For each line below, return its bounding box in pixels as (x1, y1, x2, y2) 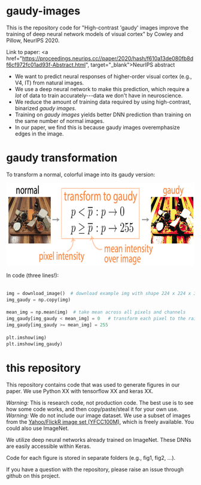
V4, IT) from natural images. (14, 79, 84, 86)
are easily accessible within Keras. (6, 442, 92, 450)
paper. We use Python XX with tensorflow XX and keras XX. (6, 387, 154, 394)
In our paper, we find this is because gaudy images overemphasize (14, 123, 181, 131)
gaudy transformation (6, 151, 118, 165)
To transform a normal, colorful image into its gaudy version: (6, 171, 156, 178)
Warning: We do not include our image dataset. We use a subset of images (6, 412, 191, 419)
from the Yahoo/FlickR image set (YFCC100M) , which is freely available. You (6, 418, 194, 425)
